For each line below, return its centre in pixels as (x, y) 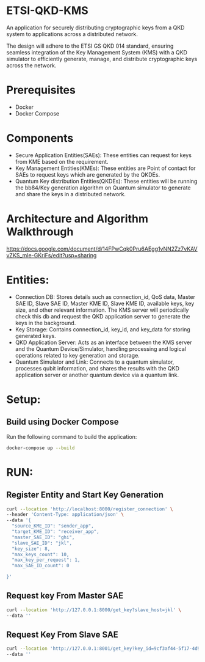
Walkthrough (40, 232)
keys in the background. (45, 323)
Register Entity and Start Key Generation (85, 495)
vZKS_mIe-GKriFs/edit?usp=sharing (52, 255)
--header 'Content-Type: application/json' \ (65, 515)
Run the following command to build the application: (72, 436)
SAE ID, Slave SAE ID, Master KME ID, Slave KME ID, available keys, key (105, 303)
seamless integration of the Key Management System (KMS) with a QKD (97, 52)
